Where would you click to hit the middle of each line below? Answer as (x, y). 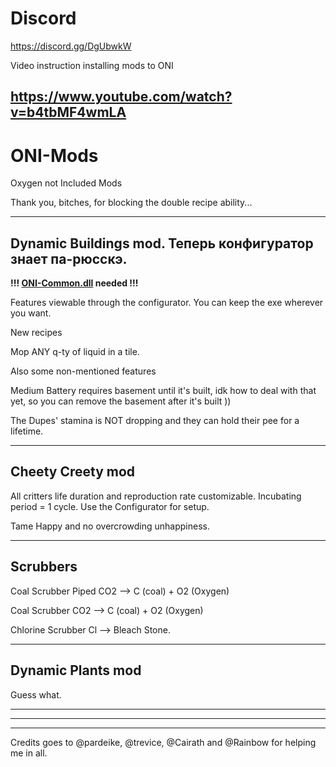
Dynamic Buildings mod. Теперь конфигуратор (162, 243)
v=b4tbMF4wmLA (68, 112)
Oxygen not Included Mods (66, 183)
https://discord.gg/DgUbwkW (71, 46)
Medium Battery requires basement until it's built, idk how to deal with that (163, 391)
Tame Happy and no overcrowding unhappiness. (110, 526)
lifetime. (27, 431)
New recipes (36, 333)
